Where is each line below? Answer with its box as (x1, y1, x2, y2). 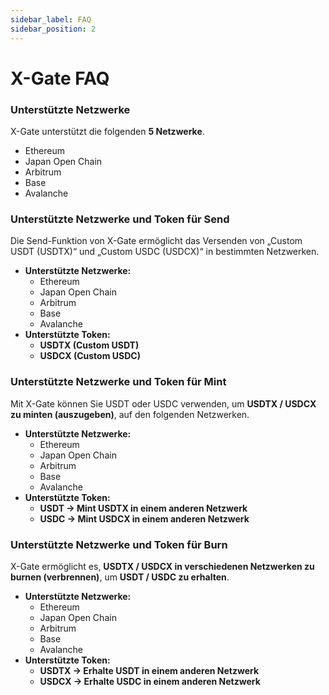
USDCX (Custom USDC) (39, 350, 141, 362)
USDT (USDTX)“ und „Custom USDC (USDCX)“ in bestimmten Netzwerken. (10, 246, 320, 258)
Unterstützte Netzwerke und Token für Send (10, 212, 230, 226)
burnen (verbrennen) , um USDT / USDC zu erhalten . (10, 571, 230, 583)
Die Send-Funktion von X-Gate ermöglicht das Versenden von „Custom (10, 235, 303, 247)
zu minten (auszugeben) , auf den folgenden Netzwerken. (10, 408, 250, 420)
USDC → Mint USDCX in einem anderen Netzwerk (39, 512, 250, 525)
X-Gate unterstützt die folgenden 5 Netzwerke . (10, 125, 205, 137)
